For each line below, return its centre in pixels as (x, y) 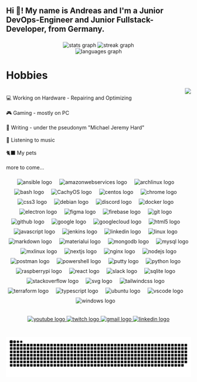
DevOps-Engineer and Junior (61, 20)
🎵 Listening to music (30, 140)
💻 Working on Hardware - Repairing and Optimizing (69, 98)
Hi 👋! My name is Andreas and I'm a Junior (85, 11)
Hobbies (27, 75)
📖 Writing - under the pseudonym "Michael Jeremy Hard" (75, 128)
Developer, (26, 29)
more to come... (25, 168)
